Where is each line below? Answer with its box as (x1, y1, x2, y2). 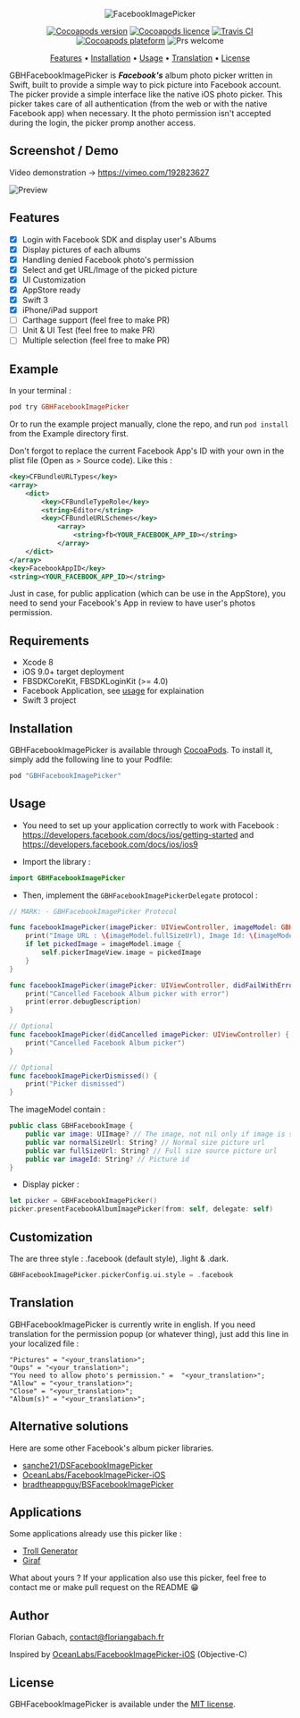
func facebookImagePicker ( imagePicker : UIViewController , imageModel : (9, 923, 278, 932)
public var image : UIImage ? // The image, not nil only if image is (25, 1130, 286, 1139)
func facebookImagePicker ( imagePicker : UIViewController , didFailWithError (9, 980, 297, 990)
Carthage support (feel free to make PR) (21, 315, 171, 326)
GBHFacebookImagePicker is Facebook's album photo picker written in (9, 70, 273, 80)
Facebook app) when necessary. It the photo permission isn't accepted (9, 108, 271, 118)
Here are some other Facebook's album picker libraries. (9, 1443, 214, 1453)
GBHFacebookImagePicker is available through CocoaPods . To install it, (9, 745, 273, 755)
